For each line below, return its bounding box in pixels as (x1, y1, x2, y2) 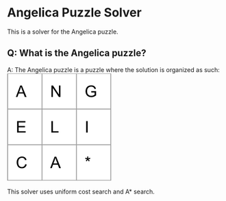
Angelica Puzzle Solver (7, 5, 142, 21)
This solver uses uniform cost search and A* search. (7, 187, 155, 196)
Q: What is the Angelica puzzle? (7, 47, 147, 59)
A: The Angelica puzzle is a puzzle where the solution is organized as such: (7, 65, 221, 73)
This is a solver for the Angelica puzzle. (7, 27, 118, 36)
